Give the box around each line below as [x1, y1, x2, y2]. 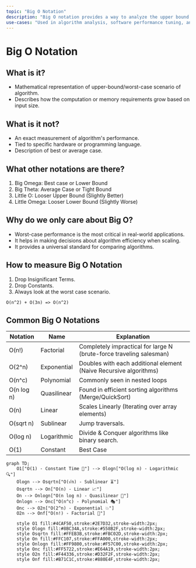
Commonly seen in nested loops [78, 376, 167, 384]
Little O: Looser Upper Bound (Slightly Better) [14, 192, 124, 199]
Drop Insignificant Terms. [14, 276, 76, 283]
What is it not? [6, 119, 60, 129]
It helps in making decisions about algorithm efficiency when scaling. [14, 237, 181, 244]
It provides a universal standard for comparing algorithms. [14, 243, 155, 250]
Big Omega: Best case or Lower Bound [14, 180, 108, 186]
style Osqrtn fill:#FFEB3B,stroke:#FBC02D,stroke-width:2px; [16, 531, 168, 537]
